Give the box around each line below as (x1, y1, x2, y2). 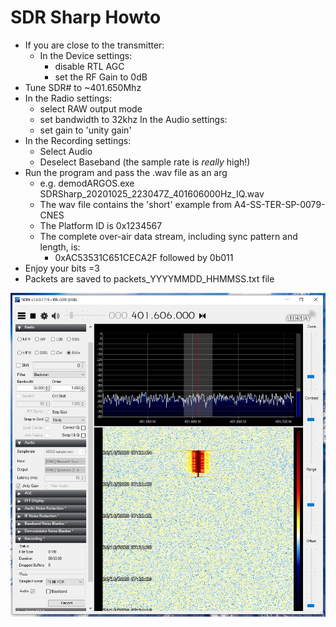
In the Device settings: (39, 49, 133, 61)
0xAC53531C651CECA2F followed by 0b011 (54, 251, 234, 263)
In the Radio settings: (24, 92, 113, 104)
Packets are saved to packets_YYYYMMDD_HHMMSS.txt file (24, 272, 275, 285)
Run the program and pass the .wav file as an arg (24, 166, 228, 178)
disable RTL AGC (54, 60, 125, 72)
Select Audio (39, 145, 93, 157)
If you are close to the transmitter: (24, 39, 165, 51)
